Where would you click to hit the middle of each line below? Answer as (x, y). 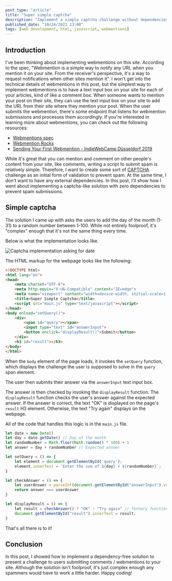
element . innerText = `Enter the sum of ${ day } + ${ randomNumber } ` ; (88, 466)
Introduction (26, 50)
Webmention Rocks (33, 143)
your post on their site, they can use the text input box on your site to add (83, 100)
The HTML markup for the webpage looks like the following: (69, 260)
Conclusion (24, 544)
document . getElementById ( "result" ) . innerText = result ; (76, 513)
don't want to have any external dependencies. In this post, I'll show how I (83, 180)
